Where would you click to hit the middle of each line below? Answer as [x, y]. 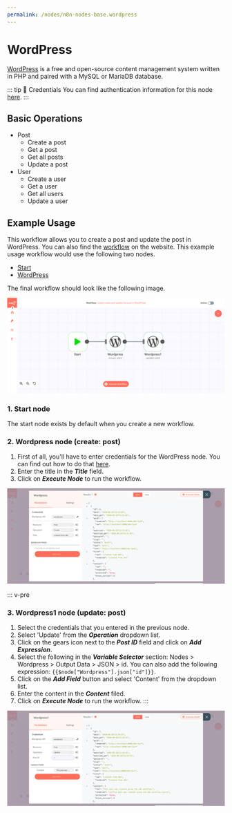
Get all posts [45, 157]
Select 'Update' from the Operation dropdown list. [89, 635]
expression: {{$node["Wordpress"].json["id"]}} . [87, 672]
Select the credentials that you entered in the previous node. [103, 628]
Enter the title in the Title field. [60, 471]
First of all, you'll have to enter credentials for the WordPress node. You [119, 457]
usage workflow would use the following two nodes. [81, 254]
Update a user [48, 201]
